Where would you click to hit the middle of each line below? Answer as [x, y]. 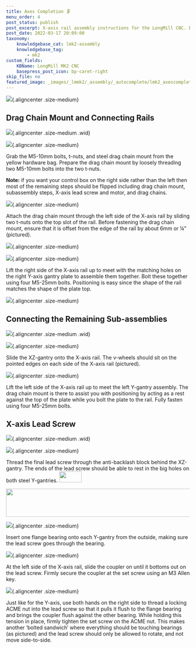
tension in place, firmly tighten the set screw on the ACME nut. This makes [95, 622]
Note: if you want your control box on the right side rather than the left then [97, 180]
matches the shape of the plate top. [49, 289]
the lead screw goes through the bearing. [56, 544]
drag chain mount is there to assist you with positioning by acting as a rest [95, 393]
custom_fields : [24, 60]
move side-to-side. [29, 640]
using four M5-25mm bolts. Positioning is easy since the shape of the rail [94, 282]
